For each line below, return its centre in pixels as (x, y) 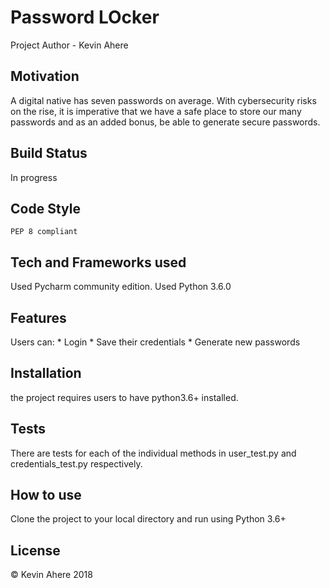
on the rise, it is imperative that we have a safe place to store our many (156, 111)
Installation (46, 373)
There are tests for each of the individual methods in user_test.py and (153, 453)
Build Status (49, 153)
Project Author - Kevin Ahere (69, 45)
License (35, 550)
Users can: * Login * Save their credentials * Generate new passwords (155, 342)
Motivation (45, 76)
